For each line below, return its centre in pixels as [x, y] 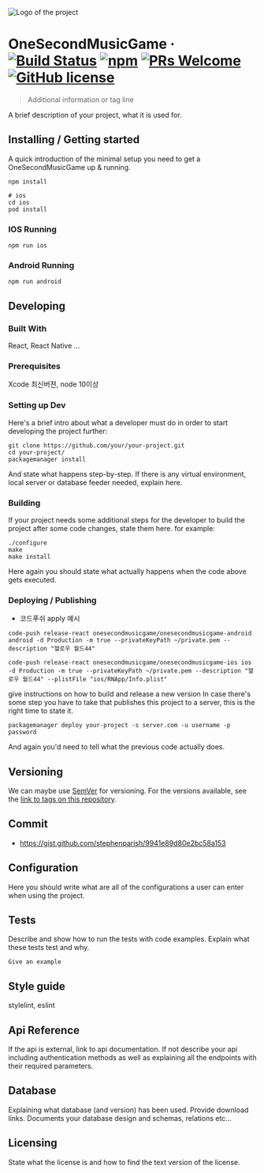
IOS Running [33, 229]
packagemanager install [47, 459]
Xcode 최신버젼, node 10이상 [54, 384]
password [22, 732]
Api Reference [44, 1030]
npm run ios [28, 246]
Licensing [33, 1143]
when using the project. [46, 895]
